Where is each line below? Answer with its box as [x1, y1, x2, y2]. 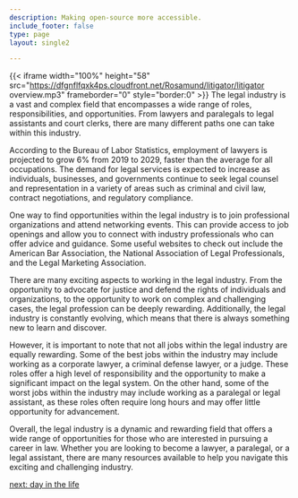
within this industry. [9, 127, 82, 139]
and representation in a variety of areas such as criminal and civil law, [9, 183, 267, 193]
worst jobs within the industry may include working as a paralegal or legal [9, 387, 281, 399]
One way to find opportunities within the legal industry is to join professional [9, 210, 290, 220]
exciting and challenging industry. [9, 462, 134, 473]
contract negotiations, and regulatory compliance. [9, 193, 194, 203]
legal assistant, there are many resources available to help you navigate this [9, 452, 289, 463]
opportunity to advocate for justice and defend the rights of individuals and [9, 284, 286, 296]
